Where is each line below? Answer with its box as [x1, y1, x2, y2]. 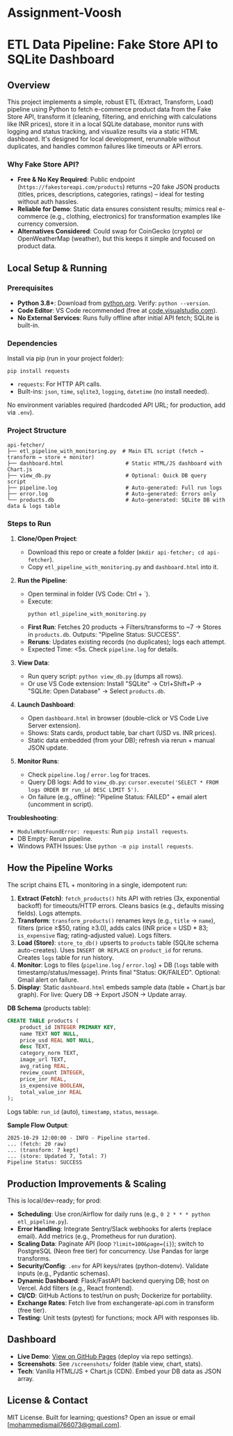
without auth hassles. [17, 197, 79, 206]
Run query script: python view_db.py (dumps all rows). [27, 672, 184, 681]
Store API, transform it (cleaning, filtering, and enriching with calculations [7, 113, 217, 121]
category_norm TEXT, [19, 1050, 79, 1057]
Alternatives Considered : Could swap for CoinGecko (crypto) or [17, 227, 203, 236]
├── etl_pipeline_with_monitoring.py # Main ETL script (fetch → [7, 447, 204, 454]
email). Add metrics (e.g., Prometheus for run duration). [17, 1232, 177, 1241]
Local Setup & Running [7, 262, 108, 274]
